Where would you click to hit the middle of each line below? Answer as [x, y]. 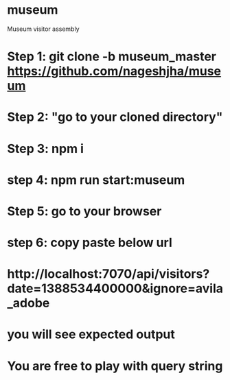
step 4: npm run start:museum [96, 180]
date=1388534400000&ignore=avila [115, 288]
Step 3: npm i [46, 149]
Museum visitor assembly [44, 29]
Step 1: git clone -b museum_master [112, 57]
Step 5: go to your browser [84, 211]
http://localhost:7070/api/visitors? [108, 274]
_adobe [28, 303]
